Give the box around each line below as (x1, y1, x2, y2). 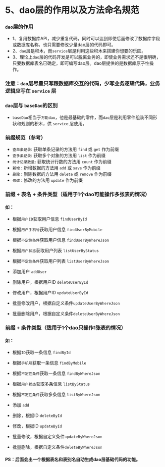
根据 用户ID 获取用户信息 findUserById (12, 216, 87, 222)
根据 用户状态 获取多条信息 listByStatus (12, 381, 90, 387)
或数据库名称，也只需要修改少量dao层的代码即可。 (12, 42, 116, 48)
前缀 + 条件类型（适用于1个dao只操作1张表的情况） (5, 324, 126, 331)
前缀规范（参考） (5, 134, 46, 141)
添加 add (12, 402, 30, 408)
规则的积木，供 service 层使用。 (21, 120, 87, 126)
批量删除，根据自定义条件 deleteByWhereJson (12, 444, 103, 450)
